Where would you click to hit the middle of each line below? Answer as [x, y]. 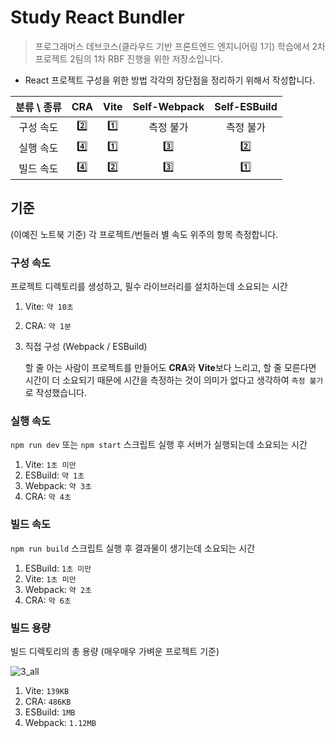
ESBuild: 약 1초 [54, 475]
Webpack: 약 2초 [58, 589]
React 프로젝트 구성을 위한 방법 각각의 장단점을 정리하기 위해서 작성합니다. [170, 80]
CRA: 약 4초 [48, 497]
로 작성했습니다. [55, 393]
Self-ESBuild [246, 106]
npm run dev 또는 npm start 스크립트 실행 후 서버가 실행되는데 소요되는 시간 [159, 445]
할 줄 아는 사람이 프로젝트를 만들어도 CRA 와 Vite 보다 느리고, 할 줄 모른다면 [170, 368]
